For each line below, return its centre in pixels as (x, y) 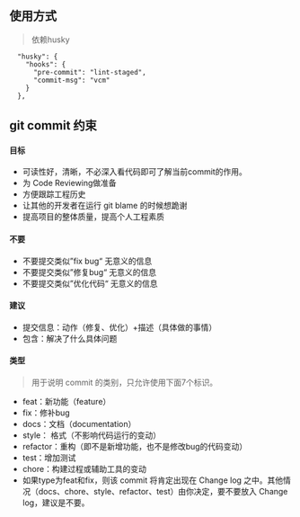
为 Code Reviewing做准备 (69, 183)
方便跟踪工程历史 (54, 194)
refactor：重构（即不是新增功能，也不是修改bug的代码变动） (135, 447)
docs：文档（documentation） (79, 424)
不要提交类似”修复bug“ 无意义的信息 (89, 272)
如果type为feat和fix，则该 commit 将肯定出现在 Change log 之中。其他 (153, 480)
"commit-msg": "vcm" (71, 80)
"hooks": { (46, 64)
